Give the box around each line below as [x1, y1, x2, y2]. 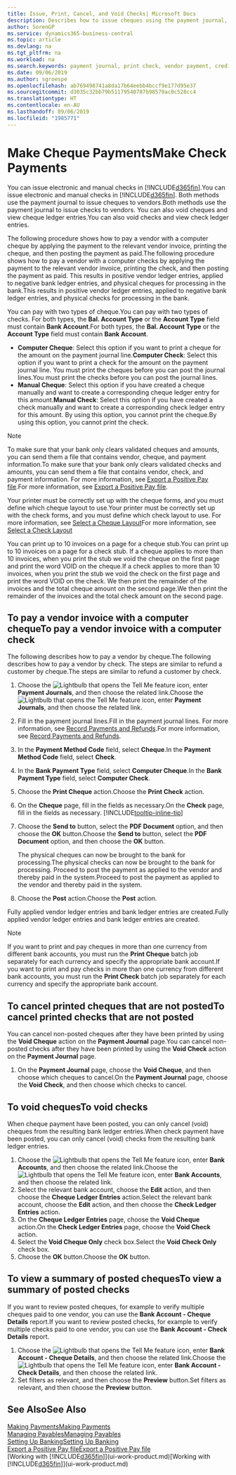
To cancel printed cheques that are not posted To [7, 1000, 225, 1012]
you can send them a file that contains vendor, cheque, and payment [7, 452, 206, 461]
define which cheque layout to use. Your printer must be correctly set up [7, 503, 216, 512]
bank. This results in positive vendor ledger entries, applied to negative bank [7, 286, 227, 295]
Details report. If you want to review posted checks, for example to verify [7, 1317, 218, 1325]
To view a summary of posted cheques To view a [7, 1273, 222, 1285]
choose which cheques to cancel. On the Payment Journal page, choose [17, 1073, 228, 1082]
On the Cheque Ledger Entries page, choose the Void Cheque [17, 1215, 200, 1224]
